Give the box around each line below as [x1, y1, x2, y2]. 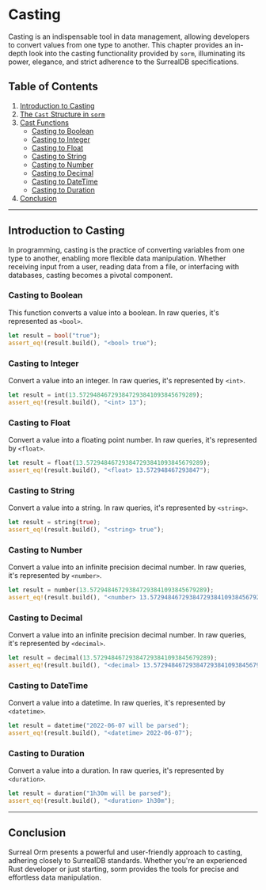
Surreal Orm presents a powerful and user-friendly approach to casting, [8, 847, 243, 857]
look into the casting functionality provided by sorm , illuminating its [28, 48, 245, 58]
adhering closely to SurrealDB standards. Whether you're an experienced [8, 855, 248, 865]
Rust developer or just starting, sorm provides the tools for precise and [8, 864, 239, 873]
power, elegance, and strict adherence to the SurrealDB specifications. [8, 57, 239, 67]
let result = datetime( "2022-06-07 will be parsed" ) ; [8, 722, 190, 730]
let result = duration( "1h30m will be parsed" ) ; [8, 789, 172, 797]
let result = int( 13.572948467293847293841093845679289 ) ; [8, 390, 203, 399]
